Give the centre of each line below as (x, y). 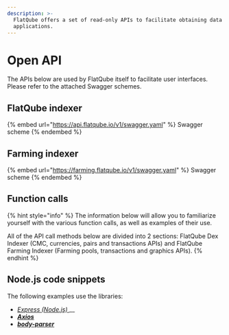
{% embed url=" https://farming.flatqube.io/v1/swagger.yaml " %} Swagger (112, 170)
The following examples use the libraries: (65, 296)
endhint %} (23, 257)
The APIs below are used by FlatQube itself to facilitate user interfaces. (107, 79)
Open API (34, 60)
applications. (33, 26)
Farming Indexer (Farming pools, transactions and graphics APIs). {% (105, 251)
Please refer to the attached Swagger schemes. (74, 86)
